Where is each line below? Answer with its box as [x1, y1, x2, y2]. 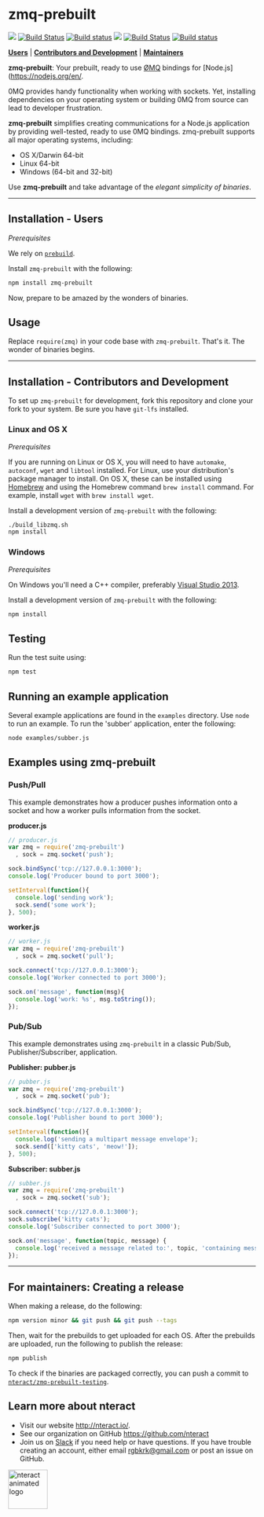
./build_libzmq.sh [8, 521, 68, 529]
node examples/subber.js [8, 734, 90, 742]
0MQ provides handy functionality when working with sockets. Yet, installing [8, 86, 256, 96]
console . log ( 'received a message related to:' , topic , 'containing [15, 1244, 241, 1252]
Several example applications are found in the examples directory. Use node [8, 710, 250, 720]
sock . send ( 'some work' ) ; [15, 901, 97, 909]
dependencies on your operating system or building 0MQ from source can [8, 94, 249, 104]
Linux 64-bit [19, 159, 60, 168]
